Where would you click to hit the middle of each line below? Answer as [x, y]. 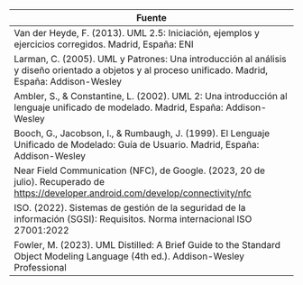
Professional [41, 267]
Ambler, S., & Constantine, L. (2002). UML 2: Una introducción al [151, 96]
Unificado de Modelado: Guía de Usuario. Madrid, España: [137, 145]
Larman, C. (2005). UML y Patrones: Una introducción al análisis [150, 59]
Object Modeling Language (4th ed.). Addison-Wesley [129, 256]
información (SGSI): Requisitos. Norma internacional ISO [133, 219]
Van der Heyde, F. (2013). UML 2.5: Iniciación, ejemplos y [137, 33]
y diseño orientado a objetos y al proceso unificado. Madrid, [141, 70]
